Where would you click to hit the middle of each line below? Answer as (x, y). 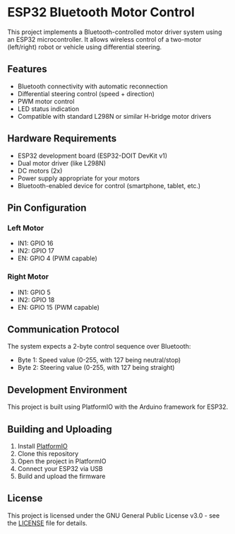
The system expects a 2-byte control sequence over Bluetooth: (99, 347)
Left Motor (26, 228)
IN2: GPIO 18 (36, 300)
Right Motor (28, 277)
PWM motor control (46, 101)
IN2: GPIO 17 (36, 251)
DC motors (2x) (40, 170)
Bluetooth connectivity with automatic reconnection (92, 86)
